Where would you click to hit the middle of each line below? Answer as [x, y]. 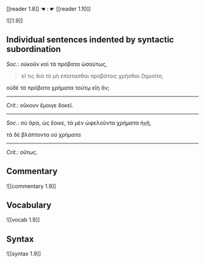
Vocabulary [29, 205]
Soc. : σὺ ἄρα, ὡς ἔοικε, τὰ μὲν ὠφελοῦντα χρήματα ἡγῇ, [79, 123]
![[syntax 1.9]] [24, 254]
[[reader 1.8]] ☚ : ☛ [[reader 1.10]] [49, 9]
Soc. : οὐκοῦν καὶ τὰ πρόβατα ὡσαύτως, [57, 64]
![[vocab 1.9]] [23, 220]
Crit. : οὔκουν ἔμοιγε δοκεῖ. [40, 105]
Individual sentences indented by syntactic [90, 40]
